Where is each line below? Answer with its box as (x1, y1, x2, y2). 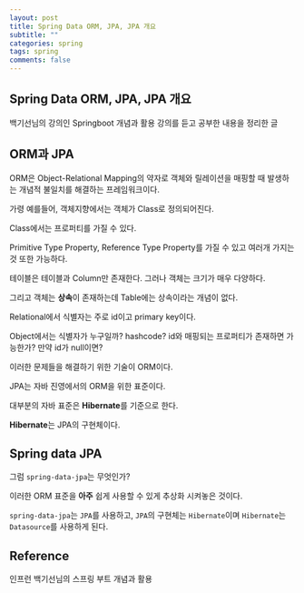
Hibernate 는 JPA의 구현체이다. (9, 419, 121, 430)
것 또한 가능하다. (9, 253, 68, 264)
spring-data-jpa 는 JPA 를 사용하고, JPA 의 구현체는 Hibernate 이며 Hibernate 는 (9, 510, 287, 521)
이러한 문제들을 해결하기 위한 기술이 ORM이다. (9, 361, 173, 372)
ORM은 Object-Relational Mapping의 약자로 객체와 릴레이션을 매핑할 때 (9, 172, 266, 183)
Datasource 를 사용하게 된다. (9, 521, 109, 532)
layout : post (9, 13, 59, 23)
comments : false (9, 55, 71, 65)
